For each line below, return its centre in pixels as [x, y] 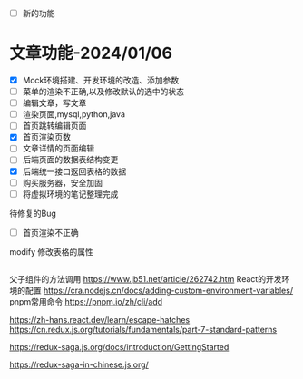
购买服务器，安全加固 [62, 182]
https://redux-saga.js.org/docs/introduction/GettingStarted [119, 346]
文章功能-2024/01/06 [91, 53]
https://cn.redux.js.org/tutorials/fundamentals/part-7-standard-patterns [143, 329]
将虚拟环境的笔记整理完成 [70, 194]
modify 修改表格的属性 [51, 251]
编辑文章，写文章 [54, 103]
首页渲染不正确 [50, 232]
